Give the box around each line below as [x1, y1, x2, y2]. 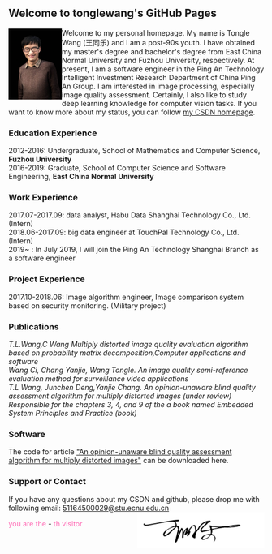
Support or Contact [8, 476, 87, 487]
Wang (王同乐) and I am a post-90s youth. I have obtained [62, 37, 256, 47]
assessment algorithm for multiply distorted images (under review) [8, 391, 232, 401]
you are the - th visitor [8, 518, 83, 528]
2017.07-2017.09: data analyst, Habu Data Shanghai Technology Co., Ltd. [8, 210, 252, 220]
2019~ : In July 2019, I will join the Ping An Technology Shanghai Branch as [8, 245, 260, 255]
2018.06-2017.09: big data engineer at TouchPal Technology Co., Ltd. [8, 227, 240, 238]
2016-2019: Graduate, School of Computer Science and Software [8, 163, 226, 173]
